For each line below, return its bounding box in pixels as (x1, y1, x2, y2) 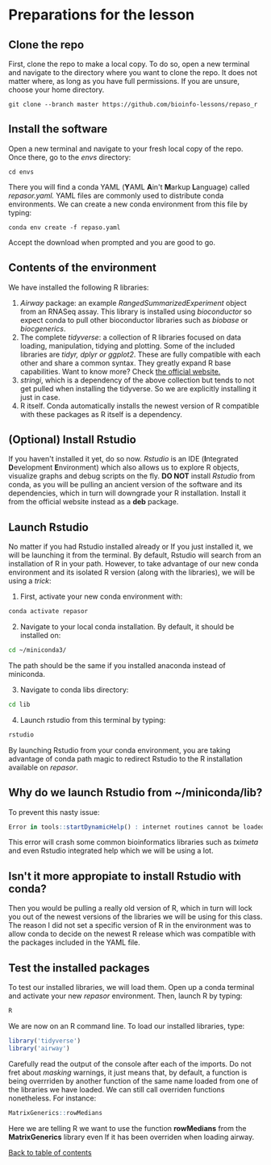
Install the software (8, 123, 108, 136)
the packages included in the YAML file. (8, 937, 141, 947)
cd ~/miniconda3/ (8, 646, 67, 654)
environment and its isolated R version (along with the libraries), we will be (8, 567, 256, 578)
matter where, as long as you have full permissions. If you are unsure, (8, 77, 240, 86)
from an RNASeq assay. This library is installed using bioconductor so (19, 307, 252, 316)
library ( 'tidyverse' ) (8, 1037, 81, 1045)
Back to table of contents (8, 1147, 92, 1157)
